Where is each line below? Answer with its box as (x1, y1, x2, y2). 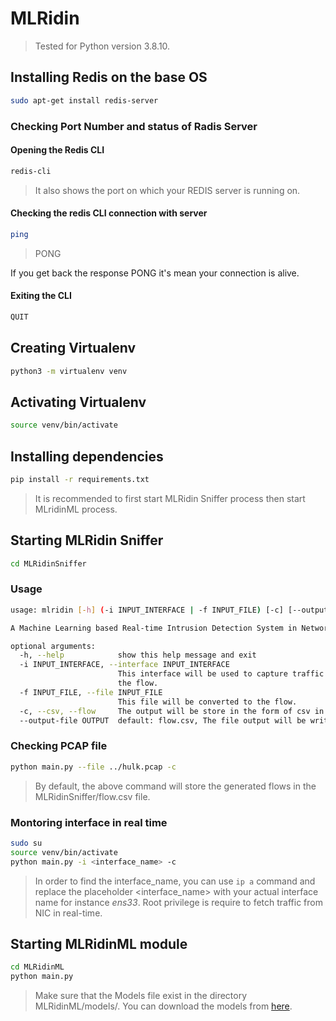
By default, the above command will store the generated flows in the (34, 780, 317, 792)
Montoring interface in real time (10, 815, 168, 829)
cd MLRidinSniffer (10, 558, 87, 569)
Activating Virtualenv (10, 393, 147, 411)
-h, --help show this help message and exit (19, 650, 257, 661)
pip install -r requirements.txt (10, 474, 150, 484)
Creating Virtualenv (10, 340, 136, 357)
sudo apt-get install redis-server (10, 95, 159, 106)
